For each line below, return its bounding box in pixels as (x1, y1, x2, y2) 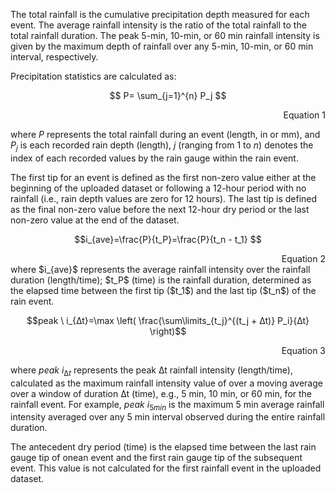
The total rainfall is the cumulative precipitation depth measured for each (10, 9, 310, 20)
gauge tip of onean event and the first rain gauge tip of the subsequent (10, 452, 303, 464)
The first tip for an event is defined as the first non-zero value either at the (10, 171, 317, 183)
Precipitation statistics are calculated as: (10, 70, 177, 82)
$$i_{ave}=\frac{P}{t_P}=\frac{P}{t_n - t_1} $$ (74, 233, 262, 245)
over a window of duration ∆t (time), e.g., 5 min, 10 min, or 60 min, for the (10, 387, 313, 399)
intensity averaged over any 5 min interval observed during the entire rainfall (10, 411, 326, 423)
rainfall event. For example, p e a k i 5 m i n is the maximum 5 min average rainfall (10, 398, 325, 413)
